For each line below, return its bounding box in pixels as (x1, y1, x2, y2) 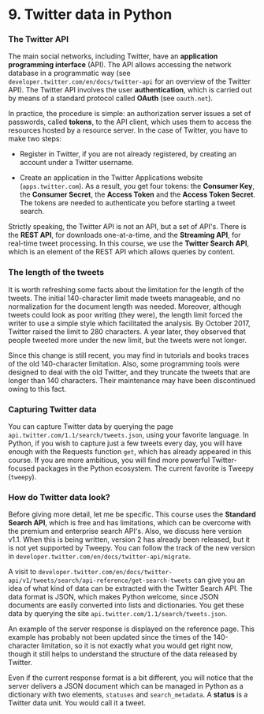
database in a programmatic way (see (8, 69, 132, 78)
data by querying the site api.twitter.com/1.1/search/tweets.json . (8, 609, 227, 618)
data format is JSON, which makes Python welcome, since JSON (8, 592, 219, 602)
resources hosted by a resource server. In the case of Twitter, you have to (8, 126, 248, 135)
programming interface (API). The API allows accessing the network (8, 60, 232, 70)
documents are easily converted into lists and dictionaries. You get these (8, 600, 244, 610)
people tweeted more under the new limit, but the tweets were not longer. (8, 335, 247, 344)
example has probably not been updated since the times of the (8, 633, 212, 642)
